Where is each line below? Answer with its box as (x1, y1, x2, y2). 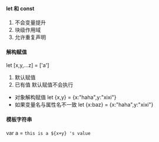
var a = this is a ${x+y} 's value (6, 129, 91, 136)
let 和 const (6, 5, 35, 12)
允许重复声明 (14, 34, 46, 41)
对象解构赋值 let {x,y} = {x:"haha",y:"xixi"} (14, 94, 117, 101)
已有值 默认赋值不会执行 (14, 81, 74, 88)
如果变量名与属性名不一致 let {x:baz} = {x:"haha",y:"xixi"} (14, 101, 154, 108)
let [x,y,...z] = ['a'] (6, 62, 49, 69)
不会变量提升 (14, 19, 46, 26)
